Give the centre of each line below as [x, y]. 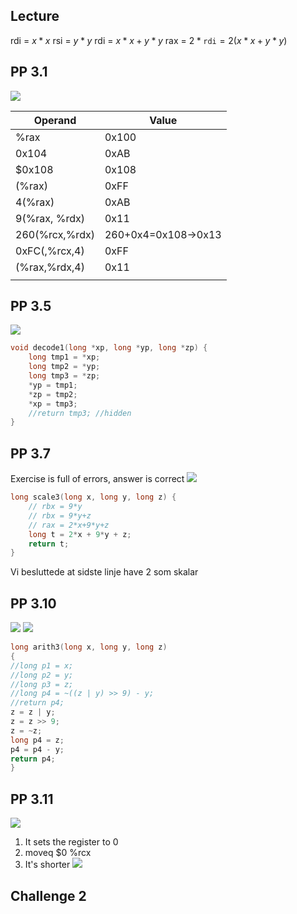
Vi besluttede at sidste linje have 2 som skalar [104, 572]
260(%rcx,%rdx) [55, 234]
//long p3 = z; [42, 684]
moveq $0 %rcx [58, 853]
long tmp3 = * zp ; [64, 376]
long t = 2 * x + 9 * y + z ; [80, 534]
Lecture [35, 16]
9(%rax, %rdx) [50, 218]
